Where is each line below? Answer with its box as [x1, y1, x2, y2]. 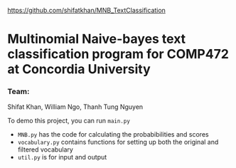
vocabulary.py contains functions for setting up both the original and [17, 138, 219, 147]
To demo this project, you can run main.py [7, 117, 130, 125]
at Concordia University [7, 61, 151, 78]
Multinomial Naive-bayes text [7, 31, 186, 47]
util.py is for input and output [17, 153, 107, 162]
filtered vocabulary [17, 145, 73, 154]
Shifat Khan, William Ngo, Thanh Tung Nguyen [7, 103, 144, 111]
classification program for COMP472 [7, 46, 230, 63]
